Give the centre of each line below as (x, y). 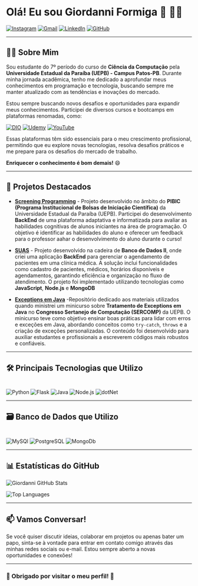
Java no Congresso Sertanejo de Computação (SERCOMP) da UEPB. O (103, 312)
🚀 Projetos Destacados (49, 187)
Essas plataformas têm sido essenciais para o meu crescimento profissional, (99, 139)
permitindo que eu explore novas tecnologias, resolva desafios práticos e (95, 145)
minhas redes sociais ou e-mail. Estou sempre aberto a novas (81, 549)
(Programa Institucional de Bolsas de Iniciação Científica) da (90, 207)
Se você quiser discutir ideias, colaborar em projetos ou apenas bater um (95, 536)
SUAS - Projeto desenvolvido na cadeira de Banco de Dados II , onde (98, 250)
